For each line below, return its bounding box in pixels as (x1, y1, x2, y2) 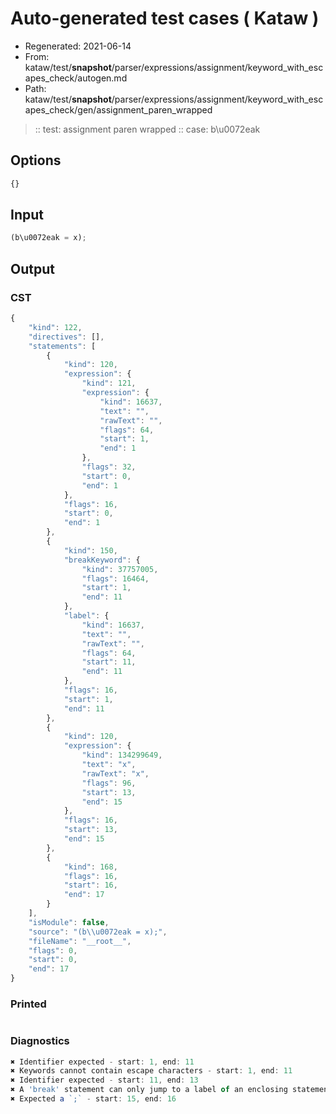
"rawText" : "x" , (81, 768, 150, 779)
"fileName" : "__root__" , (28, 936, 132, 946)
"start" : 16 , (63, 880, 118, 891)
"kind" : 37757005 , (81, 564, 159, 574)
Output (10, 260, 55, 277)
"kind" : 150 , (63, 545, 118, 556)
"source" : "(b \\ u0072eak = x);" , (28, 927, 168, 937)
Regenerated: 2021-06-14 (24, 40, 132, 52)
